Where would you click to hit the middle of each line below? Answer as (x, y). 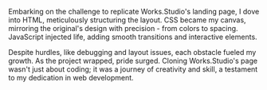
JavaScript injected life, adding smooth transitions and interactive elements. (133, 37)
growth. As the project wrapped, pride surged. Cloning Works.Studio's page (133, 61)
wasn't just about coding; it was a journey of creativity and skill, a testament (133, 69)
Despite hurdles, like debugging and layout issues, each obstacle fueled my (132, 52)
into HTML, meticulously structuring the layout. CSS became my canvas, (127, 20)
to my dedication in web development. (71, 78)
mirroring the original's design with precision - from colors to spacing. (123, 28)
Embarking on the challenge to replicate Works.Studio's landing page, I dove (134, 12)
